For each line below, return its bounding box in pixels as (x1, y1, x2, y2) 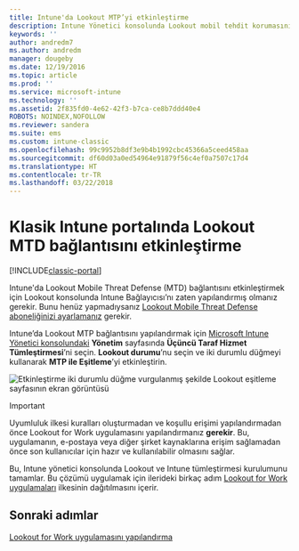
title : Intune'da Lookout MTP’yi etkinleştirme (9, 12, 190, 22)
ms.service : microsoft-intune (9, 87, 122, 96)
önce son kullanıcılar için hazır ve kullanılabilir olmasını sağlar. (9, 446, 236, 457)
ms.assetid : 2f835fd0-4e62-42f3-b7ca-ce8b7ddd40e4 (9, 104, 201, 113)
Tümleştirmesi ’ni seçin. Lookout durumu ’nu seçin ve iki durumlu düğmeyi (9, 347, 282, 358)
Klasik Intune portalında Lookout (9, 217, 255, 237)
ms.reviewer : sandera (9, 121, 90, 130)
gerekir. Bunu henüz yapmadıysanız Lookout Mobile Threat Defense (9, 302, 258, 312)
